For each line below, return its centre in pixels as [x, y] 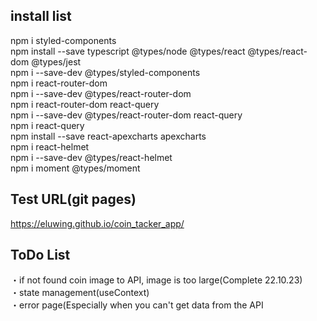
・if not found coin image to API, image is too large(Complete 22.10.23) [156, 280]
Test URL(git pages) [73, 199]
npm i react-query [47, 125]
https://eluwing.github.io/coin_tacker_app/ [97, 223]
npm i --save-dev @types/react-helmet [91, 157]
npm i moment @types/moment [75, 168]
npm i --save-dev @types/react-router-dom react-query [126, 115]
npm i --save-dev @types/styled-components [105, 72]
